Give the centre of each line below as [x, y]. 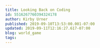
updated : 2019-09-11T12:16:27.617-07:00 [48, 28]
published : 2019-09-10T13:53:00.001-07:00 [50, 24]
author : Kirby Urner [27, 19]
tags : [11, 38]
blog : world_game [23, 33]
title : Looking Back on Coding [38, 10]
